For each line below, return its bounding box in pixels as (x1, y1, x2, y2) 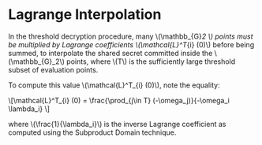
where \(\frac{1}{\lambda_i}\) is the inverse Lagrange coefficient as (8, 119, 226, 128)
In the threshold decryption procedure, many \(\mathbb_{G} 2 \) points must (8, 32, 253, 41)
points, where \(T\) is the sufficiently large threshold (66, 57, 236, 66)
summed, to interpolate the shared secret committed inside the (8, 48, 213, 58)
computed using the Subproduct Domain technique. (8, 128, 177, 137)
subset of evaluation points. (8, 65, 99, 74)
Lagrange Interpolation (8, 6, 162, 24)
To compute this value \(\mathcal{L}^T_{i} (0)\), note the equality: (8, 80, 220, 90)
